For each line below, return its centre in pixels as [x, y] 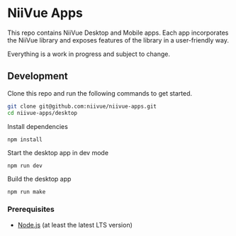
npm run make [27, 192]
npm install [25, 140]
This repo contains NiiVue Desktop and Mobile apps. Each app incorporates [118, 33]
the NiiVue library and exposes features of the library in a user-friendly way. [118, 40]
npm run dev [25, 165]
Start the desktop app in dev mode [58, 152]
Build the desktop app [39, 179]
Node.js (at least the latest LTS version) [75, 225]
